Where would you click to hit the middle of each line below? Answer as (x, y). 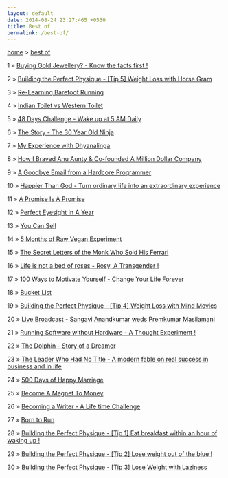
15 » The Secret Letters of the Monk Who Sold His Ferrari (88, 253)
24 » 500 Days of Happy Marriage (56, 380)
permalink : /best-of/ (38, 33)
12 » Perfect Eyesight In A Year (50, 212)
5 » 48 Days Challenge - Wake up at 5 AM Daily (75, 119)
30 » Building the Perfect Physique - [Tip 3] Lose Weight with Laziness (107, 467)
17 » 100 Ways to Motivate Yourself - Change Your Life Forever (95, 279)
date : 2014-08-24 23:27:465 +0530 (57, 20)
